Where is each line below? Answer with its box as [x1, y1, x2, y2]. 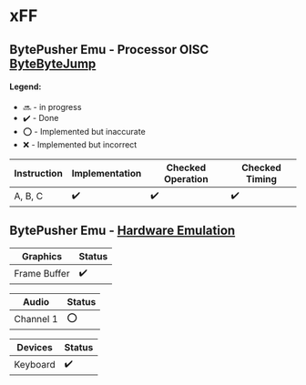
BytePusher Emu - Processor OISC [9, 42, 209, 57]
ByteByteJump [9, 56, 97, 71]
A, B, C [14, 190, 44, 203]
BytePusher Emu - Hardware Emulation [9, 223, 236, 238]
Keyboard [14, 359, 56, 371]
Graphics [21, 249, 62, 262]
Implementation [71, 167, 142, 179]
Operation [163, 172, 209, 185]
